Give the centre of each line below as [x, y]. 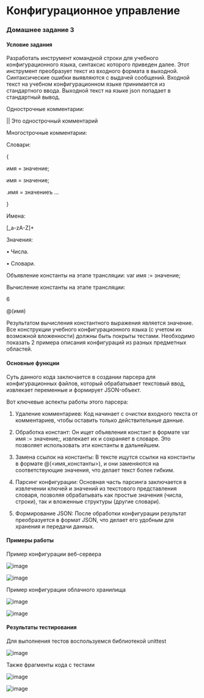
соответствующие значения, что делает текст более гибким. [95, 470]
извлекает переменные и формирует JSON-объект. [74, 389]
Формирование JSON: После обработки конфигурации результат [101, 513]
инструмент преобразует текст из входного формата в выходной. [92, 71]
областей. [19, 349]
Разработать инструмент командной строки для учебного [82, 58]
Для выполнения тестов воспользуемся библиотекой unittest [86, 641]
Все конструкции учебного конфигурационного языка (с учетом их [94, 329]
